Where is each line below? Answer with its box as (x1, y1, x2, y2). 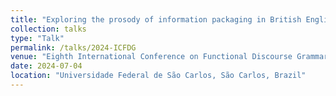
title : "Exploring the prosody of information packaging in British (10, 14, 302, 25)
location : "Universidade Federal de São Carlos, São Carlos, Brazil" (10, 71, 307, 81)
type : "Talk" (10, 33, 65, 43)
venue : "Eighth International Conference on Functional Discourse (10, 52, 293, 62)
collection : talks (10, 24, 87, 34)
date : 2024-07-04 (10, 61, 83, 71)
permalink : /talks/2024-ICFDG (10, 42, 137, 53)
